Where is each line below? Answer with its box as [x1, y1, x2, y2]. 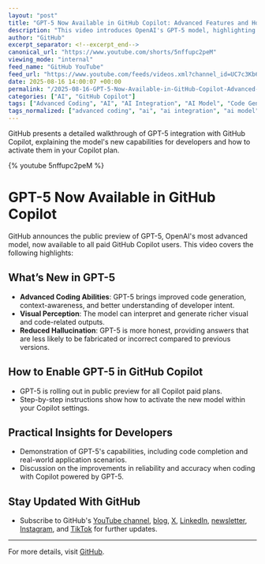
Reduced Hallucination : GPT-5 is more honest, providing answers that [19, 325, 249, 335]
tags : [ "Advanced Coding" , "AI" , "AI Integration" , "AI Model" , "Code [8, 100, 245, 107]
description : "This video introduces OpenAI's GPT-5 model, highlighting [8, 26, 256, 34]
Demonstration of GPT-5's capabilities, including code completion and [19, 447, 248, 457]
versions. [19, 342, 50, 352]
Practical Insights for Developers [8, 426, 174, 439]
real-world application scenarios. [19, 455, 128, 464]
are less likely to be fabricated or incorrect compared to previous [19, 333, 231, 344]
